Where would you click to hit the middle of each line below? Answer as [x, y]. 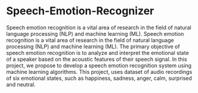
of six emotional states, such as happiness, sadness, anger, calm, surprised [99, 78]
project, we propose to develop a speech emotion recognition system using [99, 65]
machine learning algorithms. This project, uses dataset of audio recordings [99, 72]
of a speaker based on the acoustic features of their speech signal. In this [97, 59]
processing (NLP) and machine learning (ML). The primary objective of [93, 46]
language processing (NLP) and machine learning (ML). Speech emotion [95, 33]
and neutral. [21, 84]
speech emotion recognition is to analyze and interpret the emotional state [98, 52]
